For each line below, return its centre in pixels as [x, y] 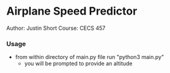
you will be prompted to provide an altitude [78, 64]
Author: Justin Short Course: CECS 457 [56, 28]
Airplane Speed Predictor [72, 11]
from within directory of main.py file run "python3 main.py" [89, 57]
